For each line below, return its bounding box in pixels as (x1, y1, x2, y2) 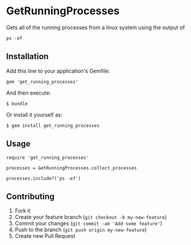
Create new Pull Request (14, 233, 76, 240)
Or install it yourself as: (6, 111, 62, 118)
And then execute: (6, 89, 51, 96)
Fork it (14, 207, 31, 215)
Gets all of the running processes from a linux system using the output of (6, 24, 186, 31)
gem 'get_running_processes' (6, 78, 79, 84)
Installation (6, 52, 49, 62)
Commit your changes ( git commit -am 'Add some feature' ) (14, 220, 162, 227)
